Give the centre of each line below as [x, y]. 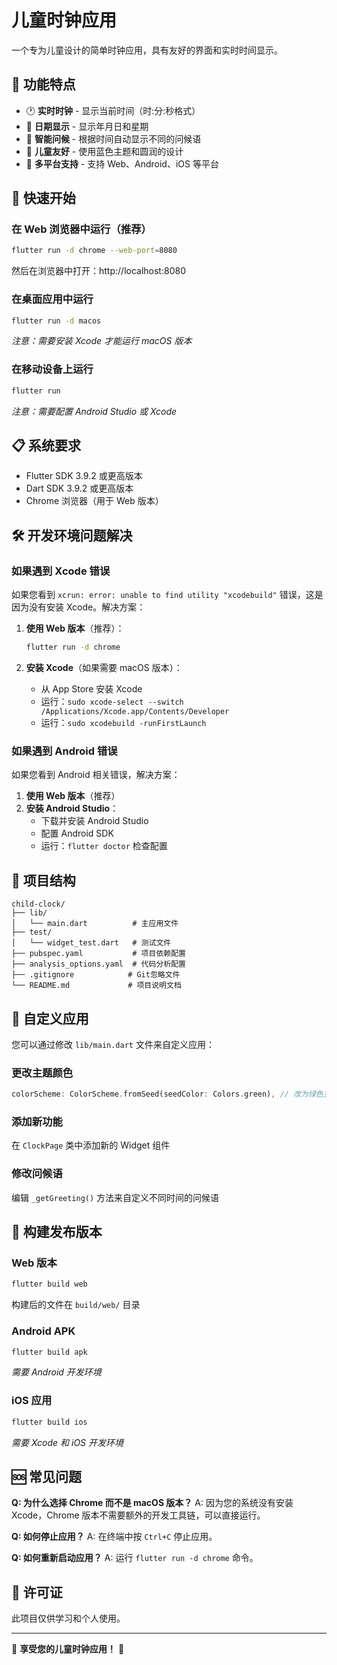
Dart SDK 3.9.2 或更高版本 [79, 488]
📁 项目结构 [43, 880]
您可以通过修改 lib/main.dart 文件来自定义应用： [113, 1044]
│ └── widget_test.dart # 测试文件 [91, 943]
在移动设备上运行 [52, 369]
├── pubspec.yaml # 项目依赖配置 [98, 954]
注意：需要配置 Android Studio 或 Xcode [94, 411]
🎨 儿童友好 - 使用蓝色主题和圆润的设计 [104, 151]
